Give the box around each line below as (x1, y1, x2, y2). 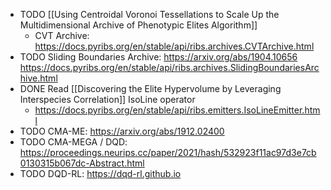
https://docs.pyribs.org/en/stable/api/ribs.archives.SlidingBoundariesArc (19, 62, 320, 73)
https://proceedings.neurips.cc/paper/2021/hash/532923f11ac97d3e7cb (19, 147, 317, 158)
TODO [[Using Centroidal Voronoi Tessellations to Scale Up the (19, 9, 280, 20)
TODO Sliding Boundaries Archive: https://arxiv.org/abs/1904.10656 (19, 51, 298, 63)
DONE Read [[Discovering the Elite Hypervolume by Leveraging (19, 83, 282, 94)
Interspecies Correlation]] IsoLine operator (19, 94, 196, 105)
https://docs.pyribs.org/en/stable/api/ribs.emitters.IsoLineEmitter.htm (34, 104, 321, 116)
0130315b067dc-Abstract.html (19, 157, 145, 169)
